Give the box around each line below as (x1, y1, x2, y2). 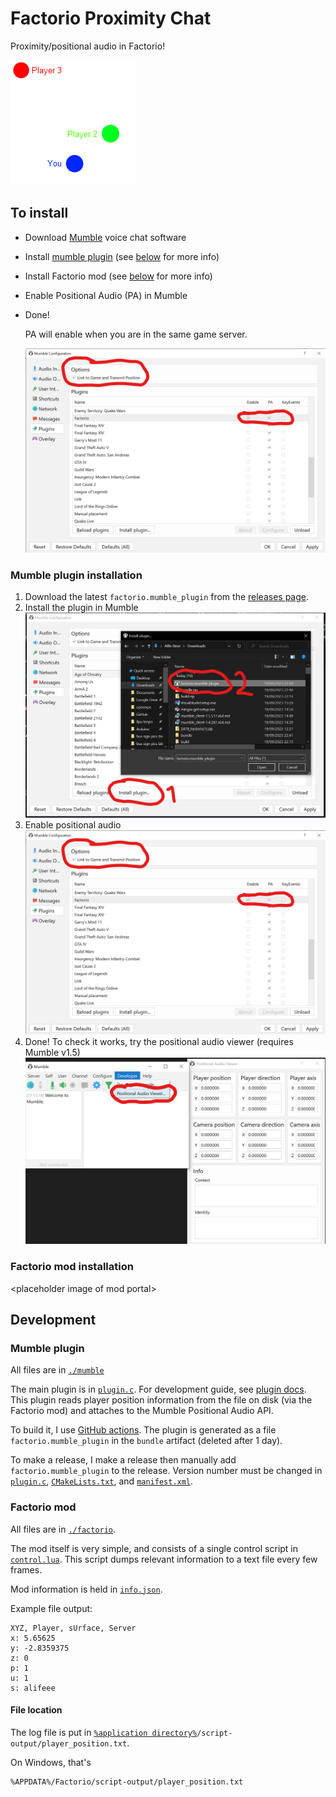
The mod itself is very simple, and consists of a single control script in (10, 1542, 299, 1554)
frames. (10, 1563, 43, 1576)
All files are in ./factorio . (10, 1523, 117, 1535)
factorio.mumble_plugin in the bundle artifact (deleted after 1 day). (10, 1435, 283, 1447)
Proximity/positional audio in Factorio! (10, 40, 166, 52)
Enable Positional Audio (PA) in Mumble (24, 289, 188, 301)
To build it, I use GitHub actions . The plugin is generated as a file (10, 1424, 277, 1436)
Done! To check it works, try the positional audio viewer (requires (24, 1036, 294, 1048)
